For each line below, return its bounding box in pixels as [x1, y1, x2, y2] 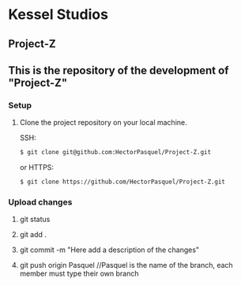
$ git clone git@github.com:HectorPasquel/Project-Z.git [19, 149, 212, 156]
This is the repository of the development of [8, 63, 229, 77]
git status [19, 215, 51, 224]
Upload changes [8, 196, 73, 207]
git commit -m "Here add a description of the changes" [19, 245, 200, 254]
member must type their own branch [19, 269, 139, 278]
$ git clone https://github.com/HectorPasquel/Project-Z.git [19, 178, 226, 186]
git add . [19, 230, 47, 239]
